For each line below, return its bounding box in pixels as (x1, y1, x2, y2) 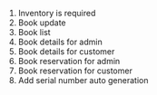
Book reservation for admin (17, 56, 121, 66)
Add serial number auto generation (17, 75, 149, 85)
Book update (17, 17, 66, 28)
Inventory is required (17, 8, 96, 18)
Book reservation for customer (17, 65, 133, 76)
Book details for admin (17, 36, 103, 47)
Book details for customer (17, 46, 115, 57)
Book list (17, 27, 52, 37)
